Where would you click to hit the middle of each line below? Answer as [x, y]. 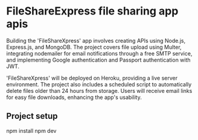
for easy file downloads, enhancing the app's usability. [74, 97]
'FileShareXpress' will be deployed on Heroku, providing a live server [92, 78]
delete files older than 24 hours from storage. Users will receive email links [99, 91]
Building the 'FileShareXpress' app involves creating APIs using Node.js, [96, 40]
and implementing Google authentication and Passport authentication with [99, 60]
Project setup [32, 116]
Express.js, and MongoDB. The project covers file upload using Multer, [94, 47]
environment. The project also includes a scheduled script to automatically [99, 84]
